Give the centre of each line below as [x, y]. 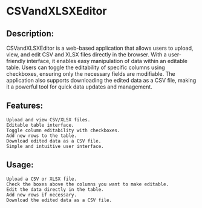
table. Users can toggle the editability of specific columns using [86, 67]
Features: [25, 106]
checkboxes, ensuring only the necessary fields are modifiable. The [91, 74]
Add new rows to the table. [42, 136]
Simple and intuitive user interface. [55, 146]
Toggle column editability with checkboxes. [63, 130]
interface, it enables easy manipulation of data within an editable [107, 61]
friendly [16, 61]
